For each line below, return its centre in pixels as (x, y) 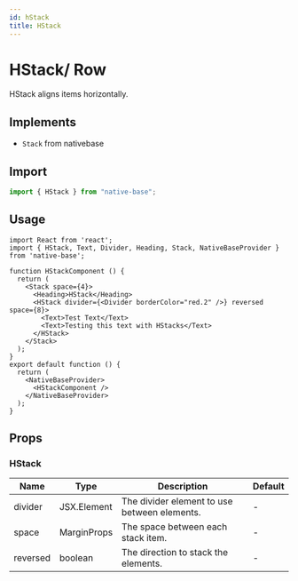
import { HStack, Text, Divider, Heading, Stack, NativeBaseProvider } (144, 248)
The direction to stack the (175, 553)
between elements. (161, 513)
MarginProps (86, 532)
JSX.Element (86, 507)
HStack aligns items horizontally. (69, 94)
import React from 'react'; (61, 240)
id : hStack (29, 17)
